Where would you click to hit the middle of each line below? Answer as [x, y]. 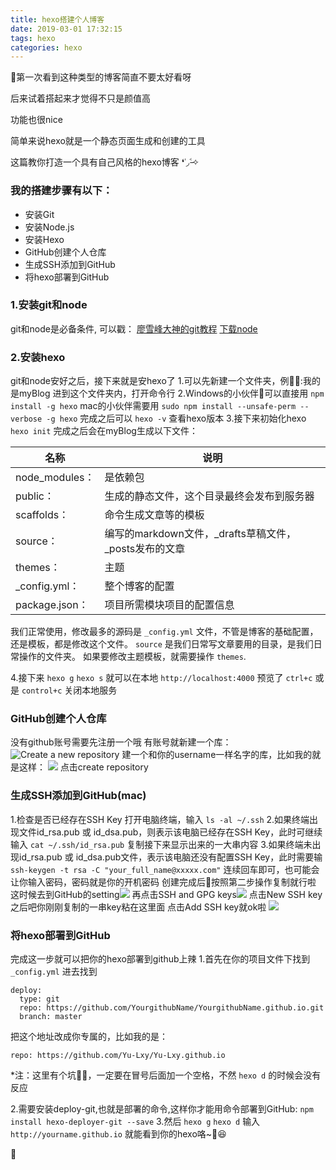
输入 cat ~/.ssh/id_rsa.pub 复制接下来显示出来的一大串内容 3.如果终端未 [161, 844]
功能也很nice [36, 120]
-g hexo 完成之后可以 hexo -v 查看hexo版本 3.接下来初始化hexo [176, 418]
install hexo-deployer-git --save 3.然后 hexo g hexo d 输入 [135, 1122]
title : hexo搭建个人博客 [57, 19]
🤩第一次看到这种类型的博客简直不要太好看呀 [101, 77]
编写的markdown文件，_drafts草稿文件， [200, 534]
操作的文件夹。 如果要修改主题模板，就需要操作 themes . [132, 657]
